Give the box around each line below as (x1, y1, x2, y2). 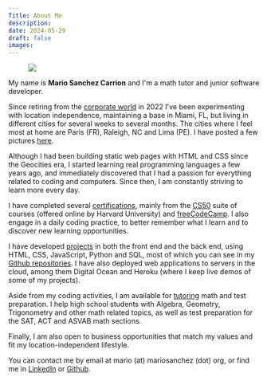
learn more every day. (8, 185, 80, 195)
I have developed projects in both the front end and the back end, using (8, 242, 244, 251)
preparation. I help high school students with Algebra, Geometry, (8, 300, 221, 309)
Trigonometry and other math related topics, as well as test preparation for (8, 308, 253, 317)
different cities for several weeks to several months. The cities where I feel (8, 119, 253, 128)
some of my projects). (8, 276, 81, 285)
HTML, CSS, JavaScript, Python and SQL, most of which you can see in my (8, 250, 255, 260)
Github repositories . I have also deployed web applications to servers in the (8, 258, 256, 268)
